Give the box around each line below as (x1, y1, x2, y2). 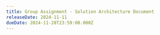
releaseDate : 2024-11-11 (6, 14, 67, 20)
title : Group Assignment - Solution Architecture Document (6, 8, 155, 15)
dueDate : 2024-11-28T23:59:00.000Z (6, 20, 94, 26)
